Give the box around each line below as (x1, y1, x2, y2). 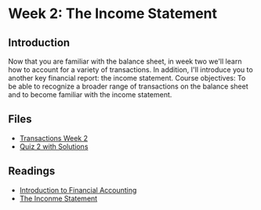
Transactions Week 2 (19, 133, 89, 143)
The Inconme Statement (19, 194, 98, 203)
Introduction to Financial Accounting (19, 185, 137, 194)
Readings (8, 165, 56, 178)
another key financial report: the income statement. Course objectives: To (8, 74, 246, 82)
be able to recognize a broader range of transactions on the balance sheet (8, 81, 248, 91)
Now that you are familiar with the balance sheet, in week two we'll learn (8, 56, 242, 66)
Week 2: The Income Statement (8, 5, 218, 23)
